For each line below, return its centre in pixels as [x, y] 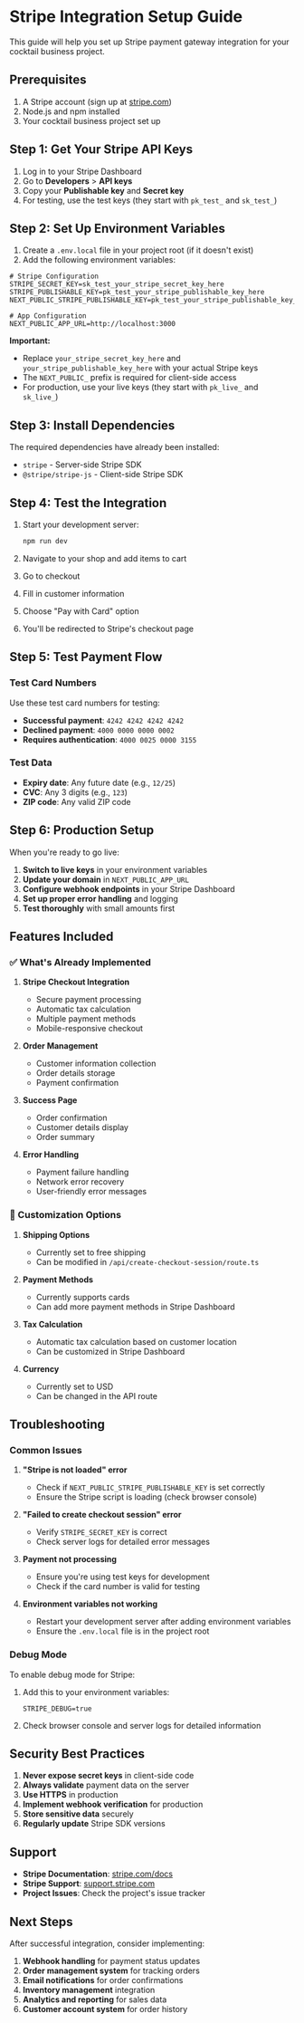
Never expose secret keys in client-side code [108, 1776]
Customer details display [82, 1127]
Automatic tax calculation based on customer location [136, 1341]
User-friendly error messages [91, 1192]
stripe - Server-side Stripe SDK [82, 465]
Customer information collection [96, 1064]
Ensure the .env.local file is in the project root [123, 1631]
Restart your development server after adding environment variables [163, 1622]
